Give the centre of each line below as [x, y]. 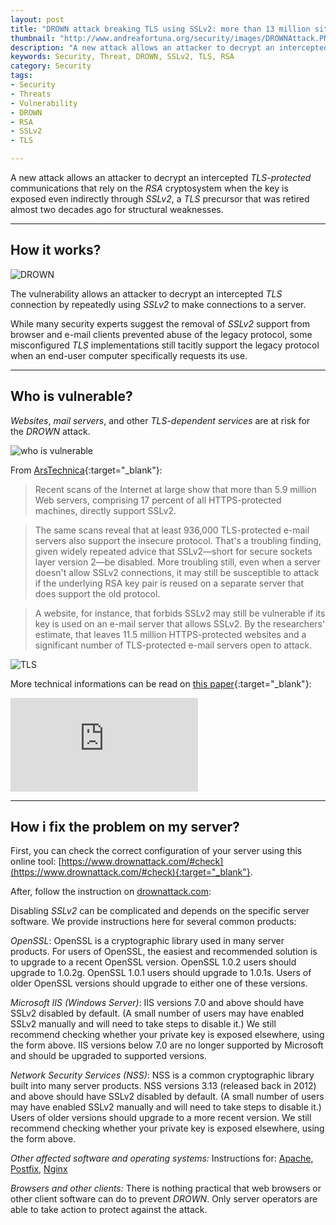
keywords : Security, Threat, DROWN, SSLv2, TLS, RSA [122, 57]
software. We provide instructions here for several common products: [153, 922]
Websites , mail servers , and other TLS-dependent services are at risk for [160, 420]
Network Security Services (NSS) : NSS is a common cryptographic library [162, 1075]
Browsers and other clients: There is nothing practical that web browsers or [166, 1188]
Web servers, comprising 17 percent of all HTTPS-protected [158, 500]
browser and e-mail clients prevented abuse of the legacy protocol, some [161, 334]
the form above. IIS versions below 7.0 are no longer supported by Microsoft [167, 1045]
